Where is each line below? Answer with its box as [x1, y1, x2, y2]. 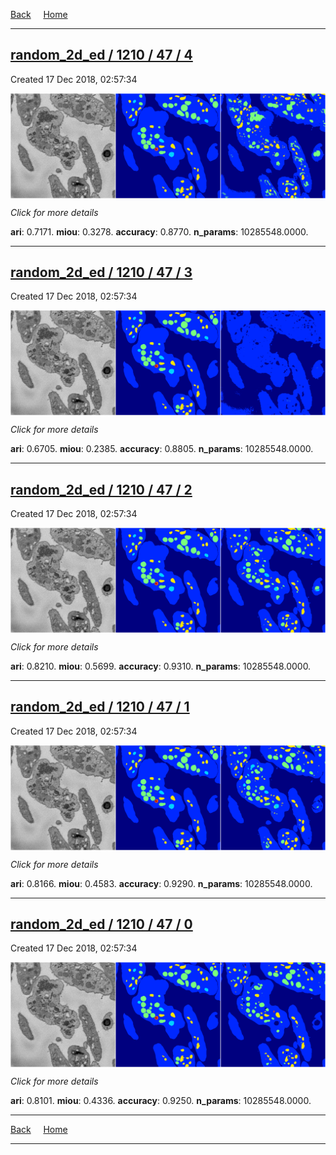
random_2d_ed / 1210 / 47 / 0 [10, 915, 193, 933]
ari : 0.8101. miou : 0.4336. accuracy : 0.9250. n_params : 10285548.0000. [10, 1095, 312, 1107]
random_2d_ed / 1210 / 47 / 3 [10, 264, 193, 281]
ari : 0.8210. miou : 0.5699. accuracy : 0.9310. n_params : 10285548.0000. [10, 660, 312, 672]
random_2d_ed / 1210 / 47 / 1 [10, 699, 190, 716]
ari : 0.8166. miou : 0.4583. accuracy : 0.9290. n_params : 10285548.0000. [10, 877, 313, 889]
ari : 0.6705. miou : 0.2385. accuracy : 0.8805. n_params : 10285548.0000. [10, 443, 314, 455]
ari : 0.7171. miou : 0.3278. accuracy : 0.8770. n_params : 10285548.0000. [10, 225, 309, 238]
